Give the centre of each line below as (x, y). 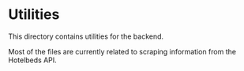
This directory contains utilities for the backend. (86, 36)
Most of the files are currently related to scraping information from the (122, 51)
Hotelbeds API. (32, 60)
